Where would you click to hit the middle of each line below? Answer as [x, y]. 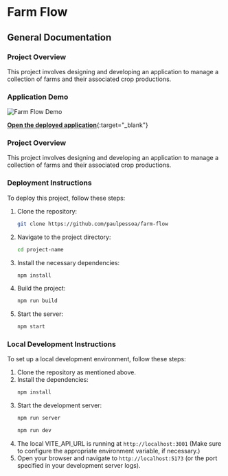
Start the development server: [59, 405]
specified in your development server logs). [79, 466]
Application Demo [38, 97]
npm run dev [34, 431]
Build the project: [41, 288]
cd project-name [40, 249]
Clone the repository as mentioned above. [76, 372]
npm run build [37, 301]
